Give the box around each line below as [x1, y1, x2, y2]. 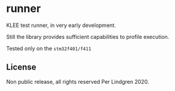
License [6, 62, 37, 72]
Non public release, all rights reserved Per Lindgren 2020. [6, 78, 149, 85]
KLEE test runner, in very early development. [6, 22, 116, 29]
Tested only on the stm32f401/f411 [6, 44, 92, 52]
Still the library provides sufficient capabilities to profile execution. [6, 33, 170, 40]
